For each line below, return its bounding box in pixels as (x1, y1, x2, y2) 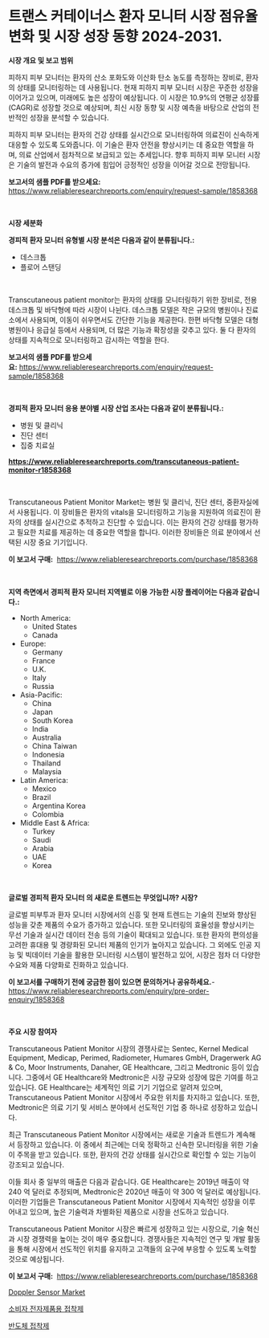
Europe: (19, 638, 47, 648)
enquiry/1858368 (8, 994, 65, 1004)
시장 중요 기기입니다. (22, 537, 88, 547)
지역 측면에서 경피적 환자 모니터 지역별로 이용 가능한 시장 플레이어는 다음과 (8, 587, 239, 597)
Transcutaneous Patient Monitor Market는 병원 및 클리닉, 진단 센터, (8, 497, 225, 507)
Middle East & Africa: (19, 818, 90, 827)
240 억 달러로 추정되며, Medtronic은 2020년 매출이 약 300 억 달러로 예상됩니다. (8, 1186, 261, 1197)
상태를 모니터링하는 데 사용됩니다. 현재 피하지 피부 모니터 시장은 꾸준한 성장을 (16, 82, 259, 92)
